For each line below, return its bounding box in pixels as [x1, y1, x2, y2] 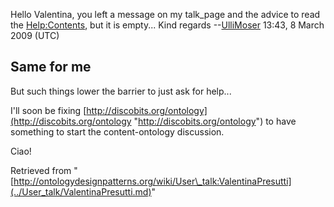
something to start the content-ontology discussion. [10, 125, 225, 138]
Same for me [10, 59, 92, 76]
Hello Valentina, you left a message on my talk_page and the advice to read [10, 9, 321, 20]
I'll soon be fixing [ [10, 104, 87, 116]
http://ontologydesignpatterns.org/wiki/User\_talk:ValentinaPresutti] [13, 175, 292, 187]
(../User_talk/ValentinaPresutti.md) [10, 185, 152, 198]
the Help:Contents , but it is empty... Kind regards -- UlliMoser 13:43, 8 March [10, 19, 325, 31]
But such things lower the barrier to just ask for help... [10, 85, 232, 97]
